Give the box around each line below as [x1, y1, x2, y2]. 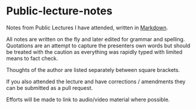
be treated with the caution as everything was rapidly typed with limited [6, 48, 183, 55]
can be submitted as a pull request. [6, 84, 93, 91]
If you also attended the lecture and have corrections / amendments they [6, 78, 186, 85]
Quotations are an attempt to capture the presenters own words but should [6, 42, 191, 49]
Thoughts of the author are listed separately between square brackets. [6, 66, 180, 73]
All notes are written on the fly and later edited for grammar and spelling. [6, 35, 185, 43]
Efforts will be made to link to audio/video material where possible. [6, 96, 170, 103]
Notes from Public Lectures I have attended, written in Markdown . [6, 24, 169, 31]
